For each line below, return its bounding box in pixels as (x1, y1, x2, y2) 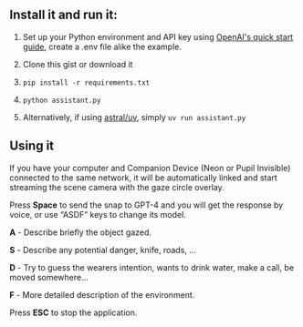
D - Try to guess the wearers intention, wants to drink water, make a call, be (9, 261, 295, 272)
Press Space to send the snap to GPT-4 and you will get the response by (9, 199, 284, 210)
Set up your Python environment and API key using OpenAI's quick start (22, 31, 294, 42)
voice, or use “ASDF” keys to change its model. (9, 209, 187, 220)
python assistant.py (22, 96, 101, 105)
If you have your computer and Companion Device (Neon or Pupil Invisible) (9, 162, 291, 173)
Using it (9, 138, 55, 154)
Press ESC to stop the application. (9, 307, 138, 318)
